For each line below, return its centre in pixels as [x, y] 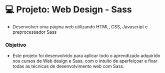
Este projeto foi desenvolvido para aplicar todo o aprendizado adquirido [86, 56]
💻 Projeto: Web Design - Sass [69, 10]
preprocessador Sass [34, 32]
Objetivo [16, 45]
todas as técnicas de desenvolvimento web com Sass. [68, 66]
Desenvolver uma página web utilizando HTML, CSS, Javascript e [80, 27]
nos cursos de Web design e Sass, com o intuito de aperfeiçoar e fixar [85, 61]
